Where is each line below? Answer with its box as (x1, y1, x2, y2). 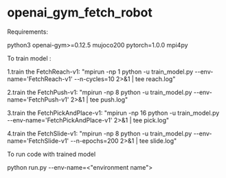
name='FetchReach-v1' (7, 74, 74, 83)
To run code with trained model (7, 150, 96, 158)
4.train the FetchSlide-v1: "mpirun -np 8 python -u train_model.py (7, 129, 192, 137)
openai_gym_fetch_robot (7, 5, 152, 21)
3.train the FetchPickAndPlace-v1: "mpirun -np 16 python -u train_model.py (7, 109, 220, 117)
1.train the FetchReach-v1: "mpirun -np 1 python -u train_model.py (7, 67, 194, 76)
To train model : (7, 54, 52, 63)
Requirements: (7, 27, 48, 36)
